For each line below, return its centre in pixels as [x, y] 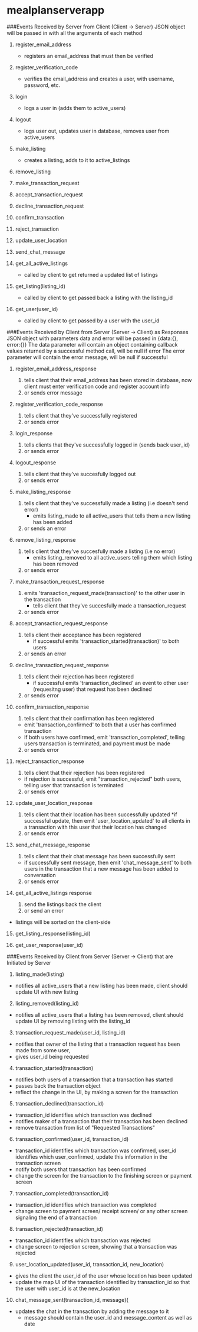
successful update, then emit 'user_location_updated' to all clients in [107, 820]
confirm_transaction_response [52, 707]
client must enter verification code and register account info [97, 386]
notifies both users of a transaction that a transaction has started [94, 1079]
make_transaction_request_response [60, 581]
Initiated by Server [29, 962]
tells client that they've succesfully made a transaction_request [109, 605]
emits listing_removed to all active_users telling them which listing [113, 557]
